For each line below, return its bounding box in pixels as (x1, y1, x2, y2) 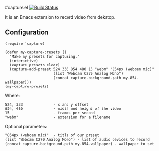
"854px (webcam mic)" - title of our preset (5, 132, 99, 138)
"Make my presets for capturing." (9, 54, 80, 59)
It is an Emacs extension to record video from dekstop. (5, 14, 115, 20)
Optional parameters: (5, 123, 48, 129)
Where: (5, 92, 20, 98)
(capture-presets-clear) (9, 63, 60, 67)
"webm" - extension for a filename (5, 115, 111, 120)
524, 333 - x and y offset (5, 102, 89, 107)
